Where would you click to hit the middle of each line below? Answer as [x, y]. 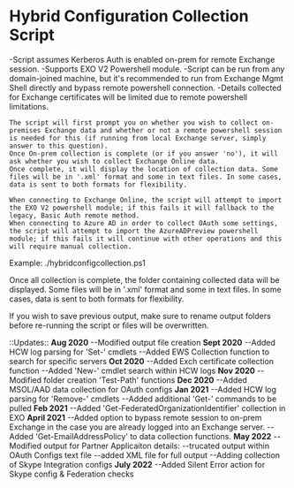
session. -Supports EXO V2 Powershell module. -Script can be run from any [147, 69]
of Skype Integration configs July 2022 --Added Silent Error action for [137, 464]
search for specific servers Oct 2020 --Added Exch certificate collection [142, 361]
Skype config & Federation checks [72, 474]
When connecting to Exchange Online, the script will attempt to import [146, 200]
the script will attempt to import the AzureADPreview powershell [134, 231]
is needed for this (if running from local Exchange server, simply [138, 138]
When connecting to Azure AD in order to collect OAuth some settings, [143, 223]
